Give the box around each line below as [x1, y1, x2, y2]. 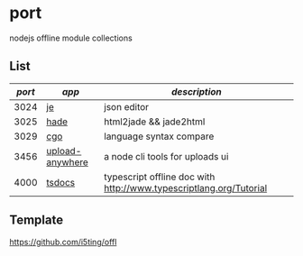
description [170, 85, 223, 97]
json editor [103, 100, 150, 113]
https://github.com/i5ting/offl [9, 236, 117, 247]
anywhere [46, 156, 88, 169]
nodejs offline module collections [9, 32, 133, 43]
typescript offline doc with [103, 170, 216, 183]
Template [9, 213, 64, 228]
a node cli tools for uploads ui [103, 150, 229, 162]
